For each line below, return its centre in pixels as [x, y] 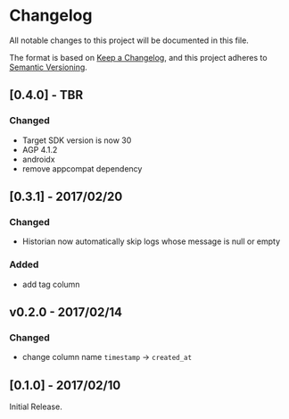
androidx [38, 159]
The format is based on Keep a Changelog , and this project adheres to [138, 57]
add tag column [51, 284]
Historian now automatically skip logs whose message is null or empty [151, 241]
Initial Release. [36, 406]
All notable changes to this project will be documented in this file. [129, 40]
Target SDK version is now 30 [77, 140]
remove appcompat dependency [82, 168]
